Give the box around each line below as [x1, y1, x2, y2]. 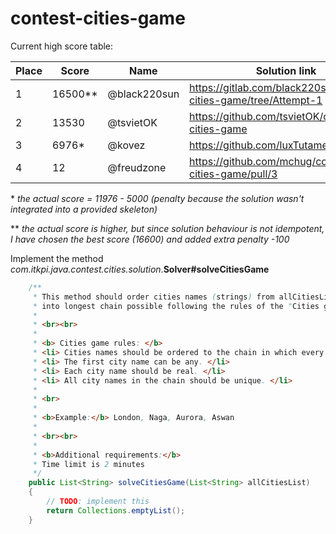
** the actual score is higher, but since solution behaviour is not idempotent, [10, 222, 325, 234]
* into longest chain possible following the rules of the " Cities [32, 301, 320, 311]
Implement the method [10, 252, 104, 264]
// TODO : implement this [46, 497, 150, 507]
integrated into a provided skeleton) [10, 203, 158, 215]
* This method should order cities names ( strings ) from [32, 292, 275, 302]
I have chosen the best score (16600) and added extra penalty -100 [10, 233, 290, 245]
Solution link [255, 63, 317, 77]
